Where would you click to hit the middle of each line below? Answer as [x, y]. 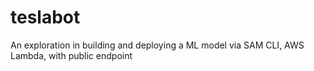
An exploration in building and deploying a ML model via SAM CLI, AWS [157, 45]
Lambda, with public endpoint [71, 55]
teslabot [45, 17]
